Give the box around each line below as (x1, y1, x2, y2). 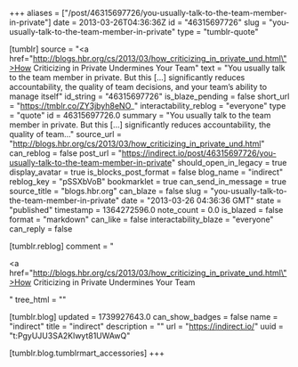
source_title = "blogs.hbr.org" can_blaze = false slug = (9, 186, 209, 196)
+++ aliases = (9, 8, 60, 18)
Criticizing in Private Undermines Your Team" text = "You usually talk (33, 62, 286, 73)
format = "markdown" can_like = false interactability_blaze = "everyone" (9, 214, 274, 224)
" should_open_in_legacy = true (171, 158, 287, 167)
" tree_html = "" (9, 294, 67, 305)
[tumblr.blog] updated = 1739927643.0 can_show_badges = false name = (9, 312, 278, 322)
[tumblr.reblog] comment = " (9, 241, 114, 251)
